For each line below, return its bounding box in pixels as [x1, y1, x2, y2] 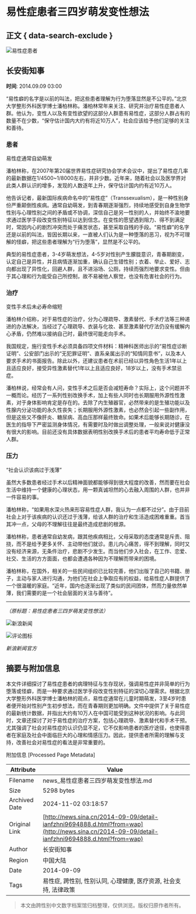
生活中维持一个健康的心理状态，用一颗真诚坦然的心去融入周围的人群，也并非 [6, 486, 190, 493]
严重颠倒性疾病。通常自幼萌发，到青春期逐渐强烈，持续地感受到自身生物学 [10, 202, 190, 209]
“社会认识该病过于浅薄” [6, 466, 62, 473]
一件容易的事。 [6, 493, 42, 500]
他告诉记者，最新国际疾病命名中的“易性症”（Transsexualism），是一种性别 [6, 195, 184, 202]
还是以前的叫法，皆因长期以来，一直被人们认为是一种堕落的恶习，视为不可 [6, 231, 185, 238]
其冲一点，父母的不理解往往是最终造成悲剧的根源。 [6, 520, 129, 527]
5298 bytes [43, 786, 75, 794]
